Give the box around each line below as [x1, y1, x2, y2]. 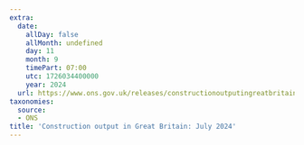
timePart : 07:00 [25, 64, 88, 73]
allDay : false [25, 30, 79, 39]
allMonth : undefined [25, 38, 103, 48]
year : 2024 [25, 80, 67, 89]
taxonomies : [9, 96, 54, 106]
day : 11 [25, 47, 54, 56]
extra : [9, 13, 34, 23]
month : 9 [25, 55, 59, 64]
